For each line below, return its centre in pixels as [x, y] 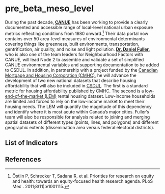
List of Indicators [31, 143]
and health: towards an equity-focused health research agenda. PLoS [82, 181]
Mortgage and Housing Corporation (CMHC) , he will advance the [71, 75]
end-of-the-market [24, 96]
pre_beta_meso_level [50, 9]
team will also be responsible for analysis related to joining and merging [78, 117]
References [23, 159]
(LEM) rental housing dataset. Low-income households [100, 96]
